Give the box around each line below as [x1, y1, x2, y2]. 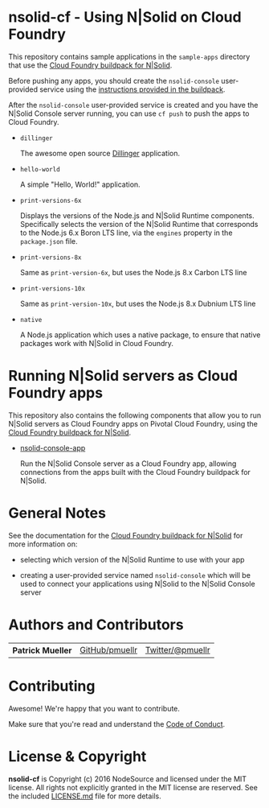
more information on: [8, 539, 78, 549]
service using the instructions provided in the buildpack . [39, 85, 226, 94]
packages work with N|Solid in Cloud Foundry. [19, 338, 174, 348]
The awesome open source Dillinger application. [19, 148, 181, 158]
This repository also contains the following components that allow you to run [8, 410, 262, 420]
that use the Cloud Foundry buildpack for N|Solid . [8, 60, 173, 70]
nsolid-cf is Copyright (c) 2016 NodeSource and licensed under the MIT [8, 773, 247, 784]
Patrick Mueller [12, 645, 72, 656]
